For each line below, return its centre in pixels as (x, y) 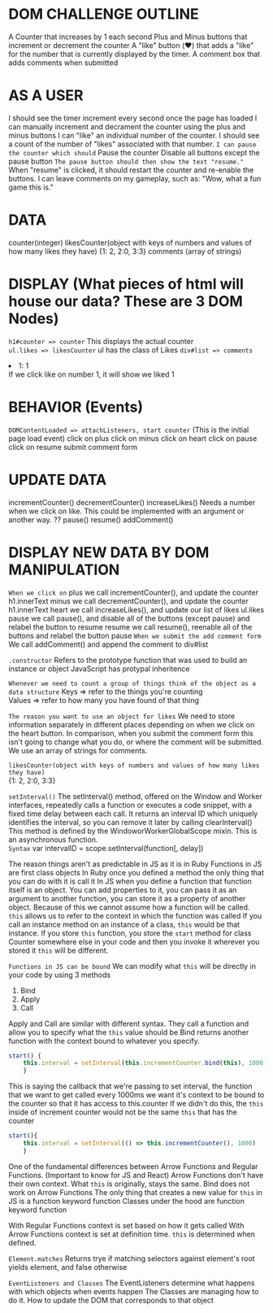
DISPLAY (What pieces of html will (126, 284)
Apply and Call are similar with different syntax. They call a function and (129, 1023)
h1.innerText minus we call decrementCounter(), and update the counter (129, 601)
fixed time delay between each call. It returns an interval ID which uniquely (133, 814)
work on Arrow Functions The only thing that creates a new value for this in (135, 1192)
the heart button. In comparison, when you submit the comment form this (131, 733)
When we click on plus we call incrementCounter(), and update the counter (133, 592)
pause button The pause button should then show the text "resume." (126, 161)
